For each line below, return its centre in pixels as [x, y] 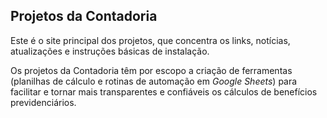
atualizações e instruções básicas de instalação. [110, 51]
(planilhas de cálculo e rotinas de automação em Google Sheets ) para [154, 81]
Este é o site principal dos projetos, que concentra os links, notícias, [150, 40]
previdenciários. [43, 102]
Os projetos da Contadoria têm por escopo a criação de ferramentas [151, 70]
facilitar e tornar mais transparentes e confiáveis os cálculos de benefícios [164, 91]
